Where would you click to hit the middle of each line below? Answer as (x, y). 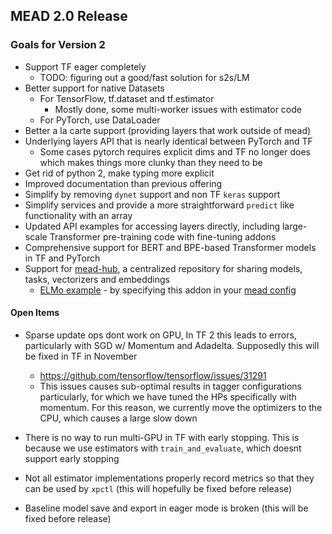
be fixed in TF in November (81, 356)
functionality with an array (78, 215)
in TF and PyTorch (62, 258)
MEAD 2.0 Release (69, 16)
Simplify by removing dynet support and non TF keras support (152, 194)
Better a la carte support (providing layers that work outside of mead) (168, 130)
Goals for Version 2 (58, 45)
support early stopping (72, 458)
